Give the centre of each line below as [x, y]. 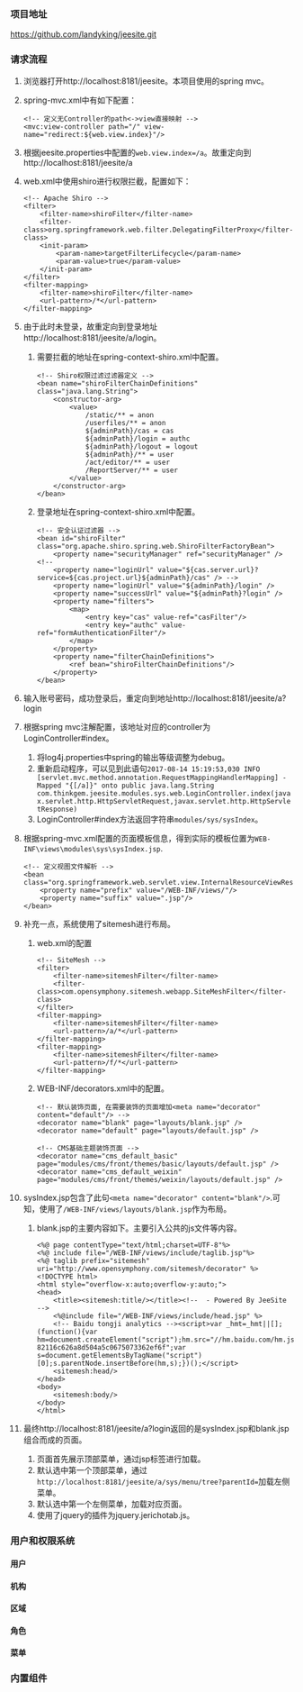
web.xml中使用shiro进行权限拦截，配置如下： [107, 181]
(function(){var [67, 1332]
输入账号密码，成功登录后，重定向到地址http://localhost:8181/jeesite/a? [155, 698]
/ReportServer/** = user [132, 470]
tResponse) [57, 809]
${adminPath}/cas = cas [129, 431]
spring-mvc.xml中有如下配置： [80, 100]
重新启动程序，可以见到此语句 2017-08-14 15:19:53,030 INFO [148, 769]
